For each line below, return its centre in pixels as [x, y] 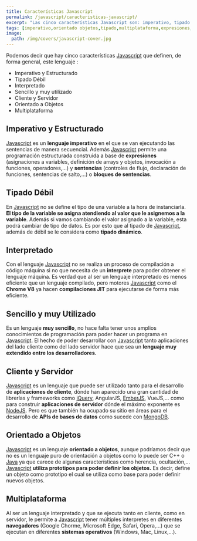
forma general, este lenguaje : [42, 62]
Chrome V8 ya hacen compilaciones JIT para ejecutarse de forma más [93, 289]
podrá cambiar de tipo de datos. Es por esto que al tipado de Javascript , [93, 225]
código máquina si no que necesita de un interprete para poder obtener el [96, 270]
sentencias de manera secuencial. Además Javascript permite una [86, 149]
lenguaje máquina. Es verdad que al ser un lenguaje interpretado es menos [96, 277]
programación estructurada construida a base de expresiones [81, 155]
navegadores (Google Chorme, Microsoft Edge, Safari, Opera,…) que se [93, 525]
